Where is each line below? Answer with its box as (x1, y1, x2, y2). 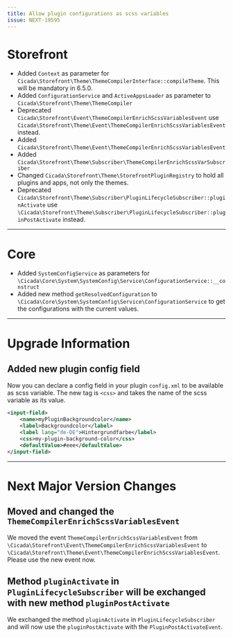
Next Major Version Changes (7, 478, 177, 494)
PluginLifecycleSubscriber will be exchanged (7, 586, 206, 598)
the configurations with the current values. (17, 304, 139, 313)
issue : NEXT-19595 (7, 17, 60, 24)
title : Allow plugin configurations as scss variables (7, 10, 169, 17)
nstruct (17, 284, 40, 291)
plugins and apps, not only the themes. (17, 178, 129, 187)
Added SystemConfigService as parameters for (17, 269, 150, 277)
